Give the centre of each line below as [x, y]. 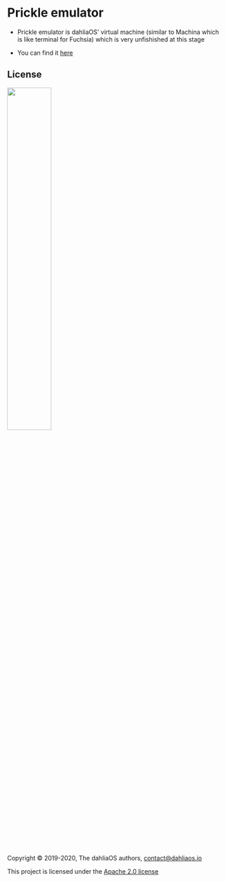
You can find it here [45, 53]
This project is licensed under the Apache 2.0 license [83, 871]
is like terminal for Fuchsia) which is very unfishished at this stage [111, 39]
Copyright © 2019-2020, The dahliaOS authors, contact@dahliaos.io [105, 858]
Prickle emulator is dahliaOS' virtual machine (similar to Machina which [118, 32]
